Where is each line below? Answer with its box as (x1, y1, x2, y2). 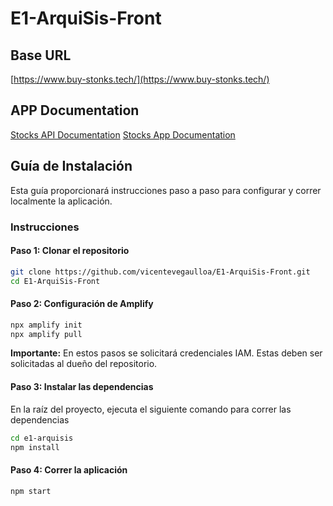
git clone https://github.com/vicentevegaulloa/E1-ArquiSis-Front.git (10, 267, 311, 277)
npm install (10, 442, 60, 452)
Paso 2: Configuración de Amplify (10, 298, 154, 310)
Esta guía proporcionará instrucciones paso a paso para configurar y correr (10, 184, 322, 196)
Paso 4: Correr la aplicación (10, 464, 128, 476)
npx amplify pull (10, 329, 83, 339)
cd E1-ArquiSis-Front (10, 276, 101, 286)
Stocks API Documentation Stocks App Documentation (10, 128, 236, 141)
